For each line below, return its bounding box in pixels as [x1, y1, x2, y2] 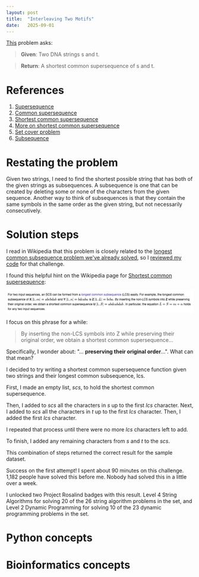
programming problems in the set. [6, 510, 89, 517]
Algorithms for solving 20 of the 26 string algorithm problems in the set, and [6, 498, 192, 505]
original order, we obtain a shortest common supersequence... [20, 337, 173, 344]
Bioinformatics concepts [6, 559, 131, 572]
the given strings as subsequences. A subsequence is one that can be [6, 182, 178, 189]
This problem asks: [6, 39, 53, 47]
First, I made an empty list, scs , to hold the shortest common [6, 384, 154, 391]
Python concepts [6, 531, 93, 545]
